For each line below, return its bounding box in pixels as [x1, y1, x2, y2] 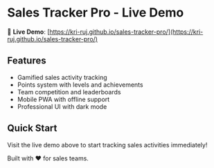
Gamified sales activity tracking [17, 73, 107, 81]
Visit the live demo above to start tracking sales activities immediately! [7, 140, 208, 149]
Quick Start [7, 123, 57, 134]
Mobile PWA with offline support [17, 95, 110, 103]
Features [7, 55, 46, 67]
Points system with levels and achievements [17, 81, 143, 89]
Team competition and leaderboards [17, 87, 121, 96]
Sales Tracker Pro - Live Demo [7, 5, 184, 21]
